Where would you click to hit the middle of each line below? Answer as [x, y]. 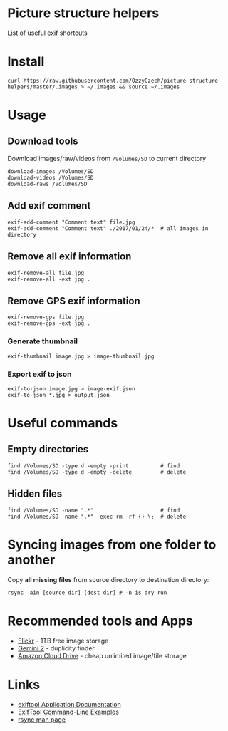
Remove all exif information [69, 257]
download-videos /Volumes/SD [51, 177]
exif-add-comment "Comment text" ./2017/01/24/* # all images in [108, 228]
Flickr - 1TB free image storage [63, 641]
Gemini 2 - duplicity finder [56, 648]
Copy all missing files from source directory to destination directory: [108, 579]
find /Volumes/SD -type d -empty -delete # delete [97, 472]
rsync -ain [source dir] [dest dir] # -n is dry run [87, 593]
